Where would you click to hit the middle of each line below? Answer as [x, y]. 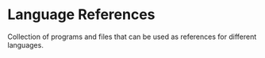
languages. [26, 44]
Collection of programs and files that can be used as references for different [132, 37]
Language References [81, 15]
